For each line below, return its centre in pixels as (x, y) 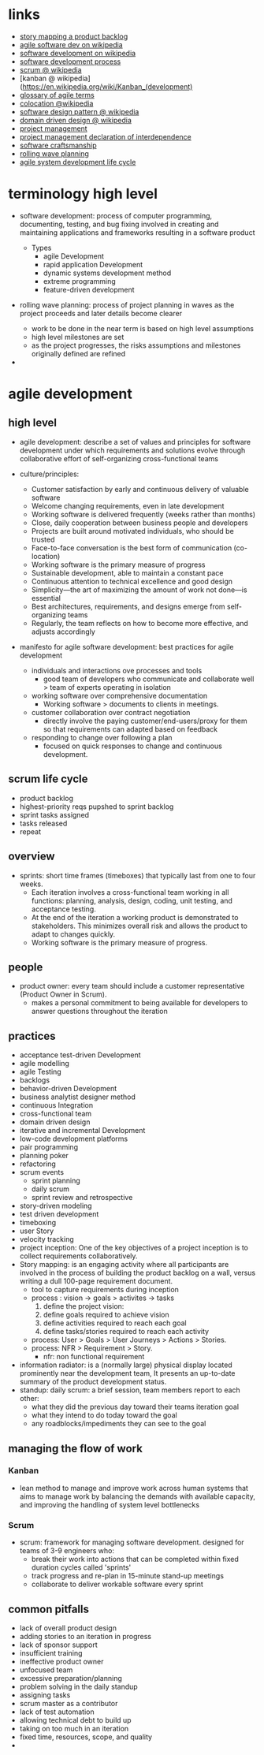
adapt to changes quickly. (73, 934)
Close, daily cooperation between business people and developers (139, 523)
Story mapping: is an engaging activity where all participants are (124, 1265)
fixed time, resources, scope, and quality (86, 1737)
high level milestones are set (78, 337)
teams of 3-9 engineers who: (67, 1551)
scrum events (42, 1172)
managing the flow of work (76, 1448)
